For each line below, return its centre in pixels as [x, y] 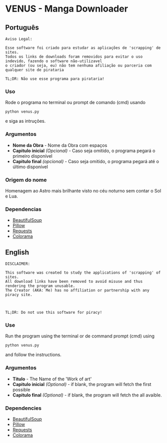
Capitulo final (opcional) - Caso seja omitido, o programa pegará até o [86, 161]
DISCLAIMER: [18, 264]
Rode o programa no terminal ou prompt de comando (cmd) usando [75, 103]
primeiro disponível [32, 156]
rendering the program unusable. [40, 286]
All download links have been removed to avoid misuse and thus [74, 281]
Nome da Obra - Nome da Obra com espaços [60, 145]
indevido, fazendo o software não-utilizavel [54, 61]
